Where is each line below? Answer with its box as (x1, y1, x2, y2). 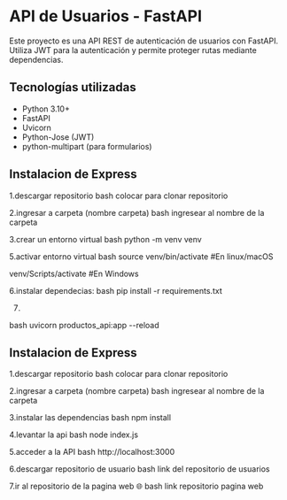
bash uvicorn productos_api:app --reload (9, 319, 159, 330)
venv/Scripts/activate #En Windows (9, 268, 139, 279)
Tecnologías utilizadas (9, 80, 136, 95)
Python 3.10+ (21, 104, 71, 114)
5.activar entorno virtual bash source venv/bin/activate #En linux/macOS (9, 250, 274, 262)
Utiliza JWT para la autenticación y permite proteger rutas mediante (9, 44, 257, 55)
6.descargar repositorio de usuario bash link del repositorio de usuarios (9, 464, 270, 474)
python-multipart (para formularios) (21, 141, 152, 151)
